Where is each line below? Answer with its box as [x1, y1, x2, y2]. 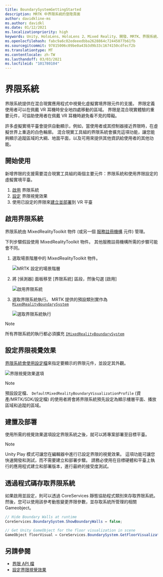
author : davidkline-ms [5, 16, 51, 21]
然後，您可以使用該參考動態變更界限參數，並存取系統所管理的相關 [5, 499, 137, 505]
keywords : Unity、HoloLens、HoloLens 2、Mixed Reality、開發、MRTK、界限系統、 [5, 34, 161, 39]
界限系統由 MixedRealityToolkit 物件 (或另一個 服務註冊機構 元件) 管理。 [5, 229, 148, 234]
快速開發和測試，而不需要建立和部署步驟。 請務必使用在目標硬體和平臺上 [5, 457, 151, 463]
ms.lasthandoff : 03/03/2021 [5, 57, 62, 62]
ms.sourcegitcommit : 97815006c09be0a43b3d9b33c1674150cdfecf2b [5, 43, 136, 48]
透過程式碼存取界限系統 [5, 479, 75, 487]
